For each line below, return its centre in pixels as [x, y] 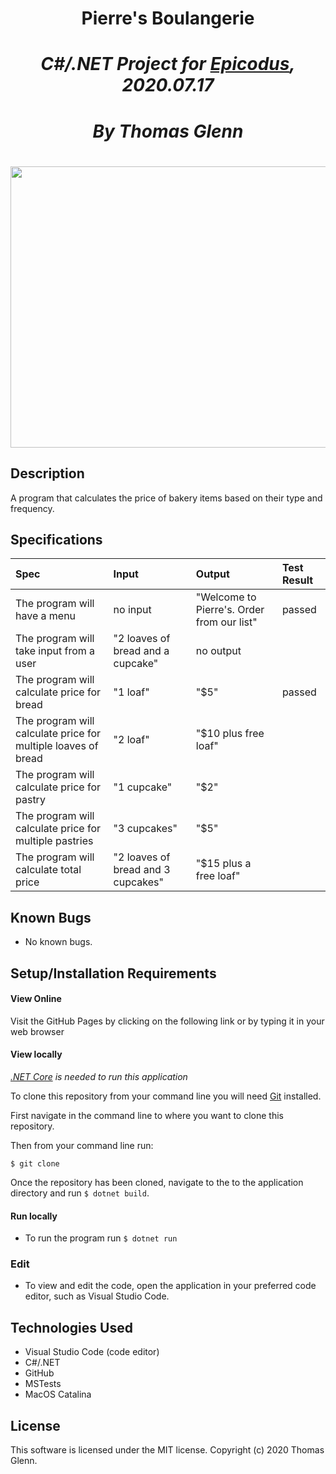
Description [47, 473]
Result [297, 580]
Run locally [34, 1216]
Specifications [56, 539]
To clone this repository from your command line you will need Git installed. [166, 1096]
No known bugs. [58, 942]
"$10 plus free [230, 734]
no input [132, 610]
